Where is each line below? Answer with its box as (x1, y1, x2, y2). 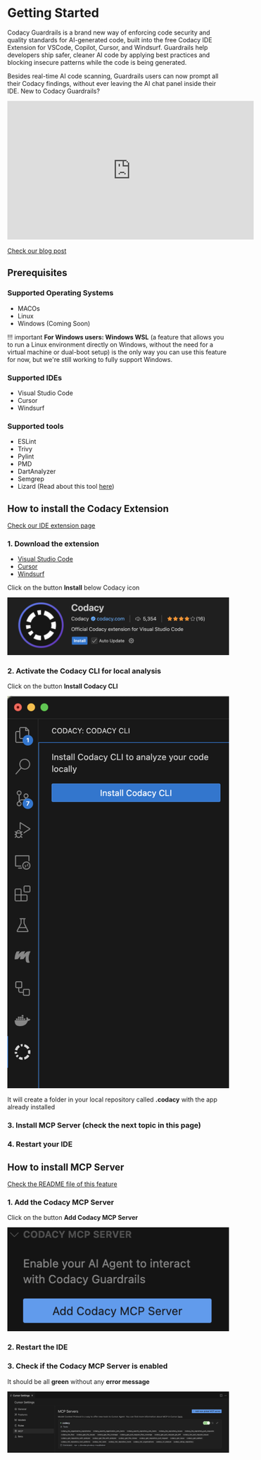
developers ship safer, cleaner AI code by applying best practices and (7, 51, 210, 59)
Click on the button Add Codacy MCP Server (7, 1213, 139, 1222)
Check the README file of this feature (7, 1180, 117, 1188)
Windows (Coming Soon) (17, 319, 91, 327)
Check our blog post (7, 247, 67, 255)
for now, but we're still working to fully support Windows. (7, 355, 173, 363)
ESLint (17, 437, 37, 446)
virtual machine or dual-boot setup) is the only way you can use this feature (7, 347, 227, 356)
